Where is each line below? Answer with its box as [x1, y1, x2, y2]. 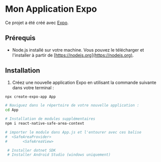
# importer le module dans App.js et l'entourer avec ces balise [5, 130, 141, 135]
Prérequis [5, 34, 36, 42]
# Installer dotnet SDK [7, 148, 56, 153]
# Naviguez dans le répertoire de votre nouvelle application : [5, 103, 139, 108]
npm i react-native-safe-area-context [5, 121, 84, 126]
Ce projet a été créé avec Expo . [5, 20, 69, 26]
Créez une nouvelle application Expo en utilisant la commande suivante [12, 80, 157, 85]
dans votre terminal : [12, 84, 54, 90]
